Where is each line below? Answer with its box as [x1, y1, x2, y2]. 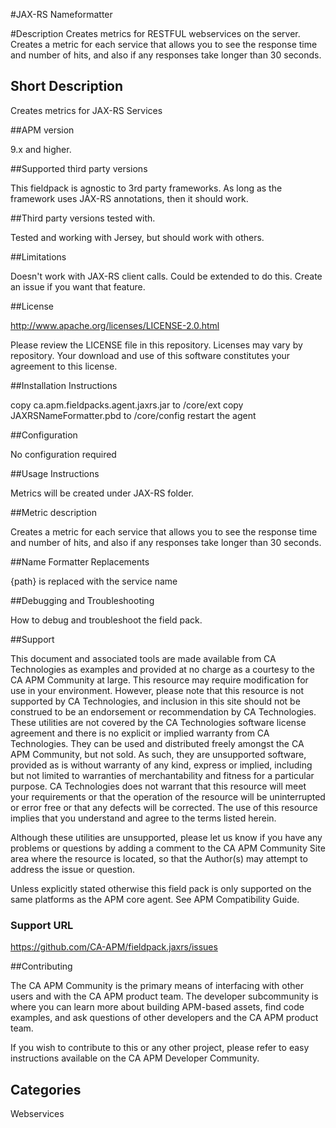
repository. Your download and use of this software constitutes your [10, 349, 291, 361]
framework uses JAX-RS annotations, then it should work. [10, 192, 249, 204]
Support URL [10, 918, 74, 932]
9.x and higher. [10, 143, 72, 155]
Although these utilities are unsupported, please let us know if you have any [10, 831, 323, 843]
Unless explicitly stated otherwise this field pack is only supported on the [10, 882, 312, 894]
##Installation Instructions [10, 379, 118, 391]
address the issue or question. [10, 863, 136, 875]
